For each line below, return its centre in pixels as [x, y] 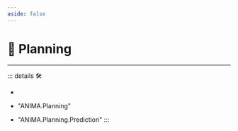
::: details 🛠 [25, 76]
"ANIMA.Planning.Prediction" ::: [63, 119]
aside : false [27, 14]
